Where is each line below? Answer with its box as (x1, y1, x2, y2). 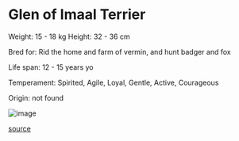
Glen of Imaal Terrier (8, 6, 146, 24)
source (8, 124, 32, 133)
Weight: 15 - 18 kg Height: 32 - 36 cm (8, 32, 130, 41)
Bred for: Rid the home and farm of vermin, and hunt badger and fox (8, 47, 232, 56)
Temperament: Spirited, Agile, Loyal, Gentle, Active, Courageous (8, 78, 219, 87)
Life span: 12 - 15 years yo (8, 62, 94, 72)
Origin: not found (8, 93, 64, 102)
